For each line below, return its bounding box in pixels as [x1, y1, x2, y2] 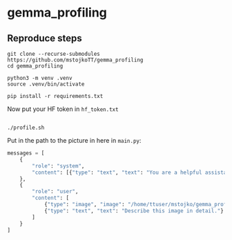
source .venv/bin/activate [7, 81, 85, 88]
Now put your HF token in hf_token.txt [7, 105, 119, 113]
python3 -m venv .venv [7, 74, 72, 81]
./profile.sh [7, 124, 45, 131]
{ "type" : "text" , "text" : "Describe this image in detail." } [43, 207, 224, 214]
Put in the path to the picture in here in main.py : [7, 137, 142, 144]
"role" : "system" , [32, 162, 85, 170]
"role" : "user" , [32, 188, 79, 195]
